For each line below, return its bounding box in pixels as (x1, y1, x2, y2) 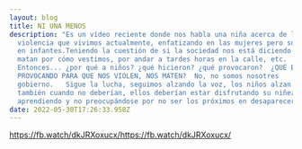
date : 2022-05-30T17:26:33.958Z (9, 105, 130, 114)
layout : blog (9, 13, 58, 22)
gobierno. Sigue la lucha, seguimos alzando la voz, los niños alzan (17, 80, 292, 89)
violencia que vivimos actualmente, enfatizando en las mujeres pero (17, 38, 283, 48)
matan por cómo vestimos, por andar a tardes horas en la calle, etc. (17, 55, 288, 64)
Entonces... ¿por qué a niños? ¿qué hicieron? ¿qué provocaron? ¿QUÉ (17, 64, 288, 73)
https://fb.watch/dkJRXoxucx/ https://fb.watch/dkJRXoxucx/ (9, 129, 232, 140)
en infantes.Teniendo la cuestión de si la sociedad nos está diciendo (17, 47, 292, 56)
